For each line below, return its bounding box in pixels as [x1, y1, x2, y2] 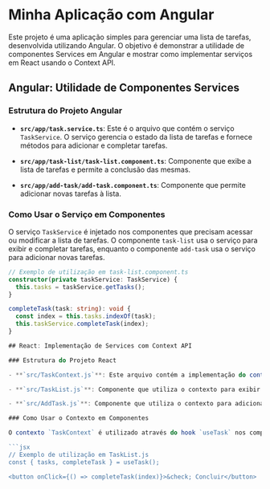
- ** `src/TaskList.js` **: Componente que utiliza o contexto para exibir [8, 385, 261, 393]
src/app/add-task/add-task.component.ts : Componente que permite [19, 180, 247, 189]
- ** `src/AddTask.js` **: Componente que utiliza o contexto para [8, 400, 231, 408]
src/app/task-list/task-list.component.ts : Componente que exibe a [19, 156, 252, 165]
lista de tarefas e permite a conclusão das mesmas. [19, 165, 191, 174]
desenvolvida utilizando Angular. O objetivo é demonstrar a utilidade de [8, 40, 245, 50]
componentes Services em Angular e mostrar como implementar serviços [8, 49, 253, 59]
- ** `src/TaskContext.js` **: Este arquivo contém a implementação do [8, 371, 247, 379]
